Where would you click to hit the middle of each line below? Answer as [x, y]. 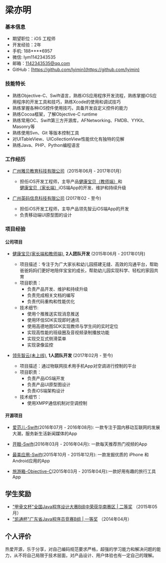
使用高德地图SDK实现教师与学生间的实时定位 [73, 326]
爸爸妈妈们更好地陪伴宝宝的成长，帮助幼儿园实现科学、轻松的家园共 [89, 270]
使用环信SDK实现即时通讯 [53, 320]
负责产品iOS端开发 [46, 378]
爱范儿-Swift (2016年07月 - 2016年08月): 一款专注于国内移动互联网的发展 [86, 428]
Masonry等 [23, 126]
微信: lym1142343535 [34, 57]
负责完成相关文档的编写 [51, 295]
